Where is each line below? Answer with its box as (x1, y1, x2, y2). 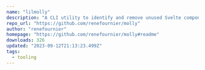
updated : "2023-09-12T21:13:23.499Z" (6, 43, 103, 49)
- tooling (12, 54, 37, 60)
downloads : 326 (6, 37, 45, 43)
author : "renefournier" (6, 26, 67, 32)
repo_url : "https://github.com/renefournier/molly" (6, 20, 140, 26)
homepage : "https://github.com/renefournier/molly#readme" (6, 32, 160, 38)
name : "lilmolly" (6, 9, 51, 15)
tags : (6, 49, 20, 55)
